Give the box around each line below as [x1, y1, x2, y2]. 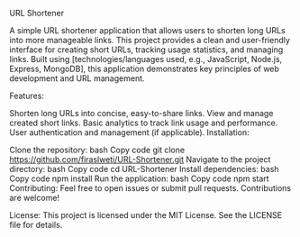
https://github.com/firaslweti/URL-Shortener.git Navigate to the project [9, 154, 271, 165]
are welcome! [9, 193, 60, 203]
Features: [9, 90, 45, 101]
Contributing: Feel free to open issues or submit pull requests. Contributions [9, 183, 291, 193]
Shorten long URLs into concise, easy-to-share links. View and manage [9, 108, 274, 118]
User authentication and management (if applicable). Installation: [9, 127, 250, 138]
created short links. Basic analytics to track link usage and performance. [9, 117, 278, 128]
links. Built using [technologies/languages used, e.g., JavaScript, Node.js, [9, 54, 283, 64]
